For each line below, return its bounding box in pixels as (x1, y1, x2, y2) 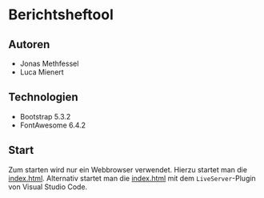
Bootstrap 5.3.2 (19, 111, 71, 121)
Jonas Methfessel (19, 59, 79, 68)
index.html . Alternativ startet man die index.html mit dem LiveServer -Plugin (8, 173, 256, 183)
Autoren (8, 38, 50, 51)
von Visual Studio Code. (8, 182, 88, 192)
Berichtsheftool (8, 6, 114, 24)
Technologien (8, 91, 78, 104)
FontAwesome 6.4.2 (19, 120, 86, 130)
